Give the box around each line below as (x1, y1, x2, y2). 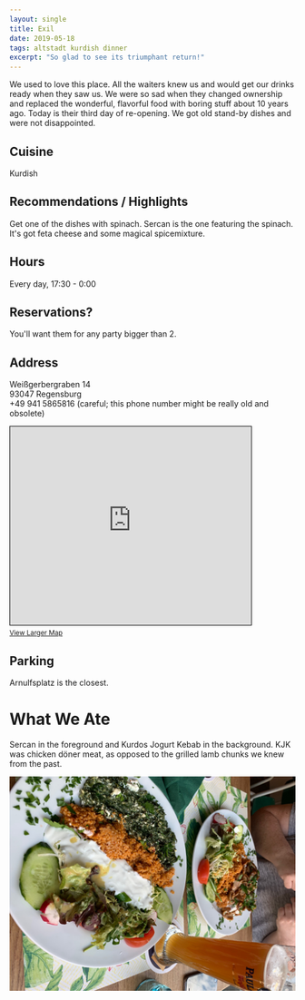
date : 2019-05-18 (9, 34, 75, 43)
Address (9, 355, 59, 370)
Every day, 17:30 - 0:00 (9, 278, 97, 289)
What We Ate (9, 709, 111, 730)
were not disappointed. (9, 118, 96, 129)
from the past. (9, 758, 63, 769)
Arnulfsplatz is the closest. (9, 677, 109, 688)
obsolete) (9, 408, 45, 419)
